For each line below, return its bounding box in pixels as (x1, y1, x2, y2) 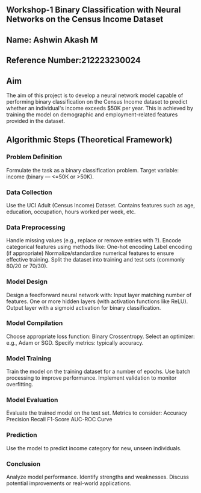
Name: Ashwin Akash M (6, 34, 98, 45)
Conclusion (6, 459, 41, 468)
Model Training (6, 354, 52, 362)
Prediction (6, 431, 37, 439)
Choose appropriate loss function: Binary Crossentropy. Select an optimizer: (6, 333, 196, 340)
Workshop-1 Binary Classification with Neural (6, 5, 181, 15)
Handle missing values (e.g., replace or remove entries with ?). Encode (6, 237, 182, 244)
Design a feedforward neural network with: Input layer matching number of (6, 291, 192, 298)
